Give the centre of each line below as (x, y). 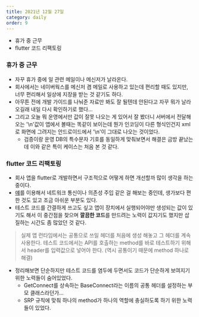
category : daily (26, 17)
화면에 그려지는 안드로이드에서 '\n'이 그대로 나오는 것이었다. (90, 132)
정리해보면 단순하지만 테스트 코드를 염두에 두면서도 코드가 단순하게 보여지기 (102, 270)
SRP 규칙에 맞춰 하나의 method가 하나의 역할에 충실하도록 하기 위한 (102, 300)
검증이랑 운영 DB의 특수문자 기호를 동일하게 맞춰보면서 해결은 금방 (100, 139)
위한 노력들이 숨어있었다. (43, 278)
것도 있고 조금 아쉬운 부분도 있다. (59, 200)
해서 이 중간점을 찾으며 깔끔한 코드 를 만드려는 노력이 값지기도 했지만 (105, 215)
